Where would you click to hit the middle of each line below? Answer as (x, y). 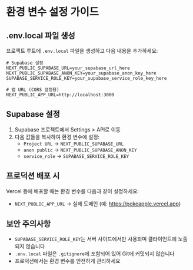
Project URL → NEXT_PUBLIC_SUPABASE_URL (74, 143)
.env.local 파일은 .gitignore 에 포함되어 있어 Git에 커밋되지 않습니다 (94, 254)
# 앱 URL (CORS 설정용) (33, 90)
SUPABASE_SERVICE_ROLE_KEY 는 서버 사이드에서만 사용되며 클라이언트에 (96, 239)
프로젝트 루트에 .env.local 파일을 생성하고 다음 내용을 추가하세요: (82, 51)
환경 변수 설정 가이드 (52, 12)
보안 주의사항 (29, 224)
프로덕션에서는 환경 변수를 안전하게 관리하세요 (67, 261)
